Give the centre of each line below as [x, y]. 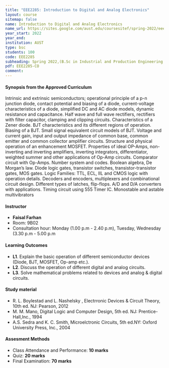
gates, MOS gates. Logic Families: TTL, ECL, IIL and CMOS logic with [77, 173]
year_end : [16, 38]
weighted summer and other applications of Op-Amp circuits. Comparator [82, 157]
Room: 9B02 [25, 223]
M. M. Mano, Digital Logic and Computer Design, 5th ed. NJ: [75, 311]
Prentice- [148, 311]
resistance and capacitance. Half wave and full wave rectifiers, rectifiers [80, 115]
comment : [14, 71]
